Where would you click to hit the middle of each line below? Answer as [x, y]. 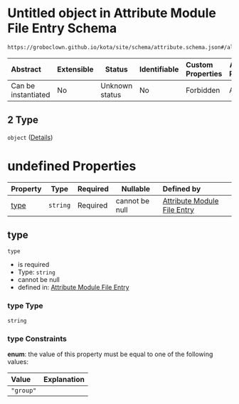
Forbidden [203, 90]
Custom [200, 64]
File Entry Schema [62, 28]
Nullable [136, 188]
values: [18, 361]
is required [33, 265]
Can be [23, 86]
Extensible [75, 69]
